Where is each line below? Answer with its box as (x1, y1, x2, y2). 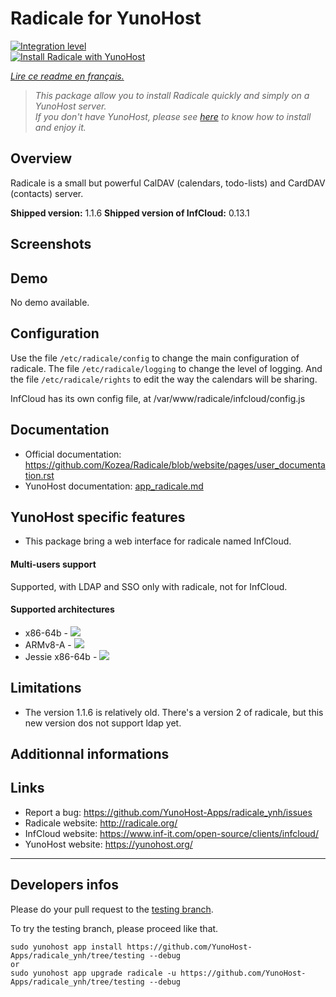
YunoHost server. (34, 100, 107, 112)
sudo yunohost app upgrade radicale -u (10, 968, 177, 978)
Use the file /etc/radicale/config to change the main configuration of (10, 352, 300, 364)
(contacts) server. (10, 187, 84, 199)
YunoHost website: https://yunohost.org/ (24, 838, 193, 850)
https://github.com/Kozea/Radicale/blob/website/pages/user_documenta (24, 458, 326, 471)
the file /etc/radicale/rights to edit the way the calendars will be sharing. (10, 373, 318, 385)
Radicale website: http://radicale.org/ (24, 817, 178, 829)
